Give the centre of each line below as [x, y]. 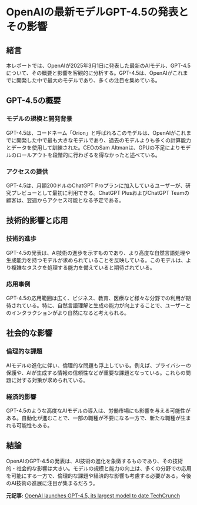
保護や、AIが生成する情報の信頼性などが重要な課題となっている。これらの [96, 373]
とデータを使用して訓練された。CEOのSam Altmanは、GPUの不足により [93, 147]
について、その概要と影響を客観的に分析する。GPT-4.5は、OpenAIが [89, 73]
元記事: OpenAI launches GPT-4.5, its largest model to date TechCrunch [93, 496]
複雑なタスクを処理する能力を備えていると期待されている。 [83, 267]
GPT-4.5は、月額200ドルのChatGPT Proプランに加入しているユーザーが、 [96, 185]
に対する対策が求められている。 [50, 380]
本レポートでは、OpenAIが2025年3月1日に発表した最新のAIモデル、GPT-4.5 [98, 66]
